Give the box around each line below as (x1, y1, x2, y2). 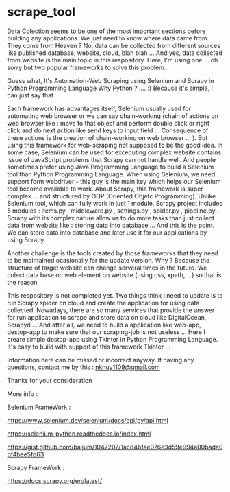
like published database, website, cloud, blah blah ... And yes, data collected (7, 49, 222, 57)
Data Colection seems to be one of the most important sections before (7, 27, 206, 35)
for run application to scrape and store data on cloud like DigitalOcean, (7, 313, 207, 321)
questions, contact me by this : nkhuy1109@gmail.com (7, 363, 161, 371)
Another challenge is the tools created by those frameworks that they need (7, 248, 218, 257)
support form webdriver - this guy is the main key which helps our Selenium (7, 177, 221, 185)
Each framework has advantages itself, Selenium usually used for (7, 104, 192, 113)
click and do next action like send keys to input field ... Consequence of (7, 126, 209, 134)
